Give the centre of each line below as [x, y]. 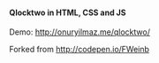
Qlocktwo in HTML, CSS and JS [68, 12]
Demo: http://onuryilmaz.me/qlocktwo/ [79, 32]
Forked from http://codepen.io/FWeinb [79, 50]
